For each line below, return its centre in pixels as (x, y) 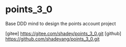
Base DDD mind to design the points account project (61, 24)
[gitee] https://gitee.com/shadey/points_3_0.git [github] (63, 33)
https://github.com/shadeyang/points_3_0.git (52, 39)
